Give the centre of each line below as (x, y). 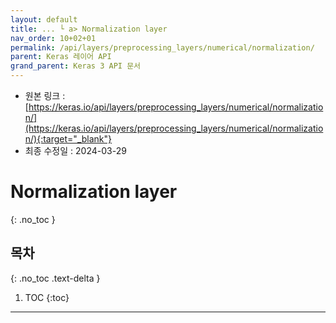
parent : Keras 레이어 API (61, 57)
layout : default (44, 19)
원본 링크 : (45, 95)
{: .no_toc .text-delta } (55, 278)
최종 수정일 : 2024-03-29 (75, 150)
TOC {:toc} (47, 297)
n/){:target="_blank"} (68, 139)
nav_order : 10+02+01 (53, 38)
